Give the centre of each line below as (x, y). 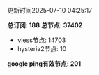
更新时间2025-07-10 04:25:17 (50, 10)
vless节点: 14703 (41, 40)
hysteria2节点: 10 (42, 49)
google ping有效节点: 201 (44, 64)
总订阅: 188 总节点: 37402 (45, 25)
